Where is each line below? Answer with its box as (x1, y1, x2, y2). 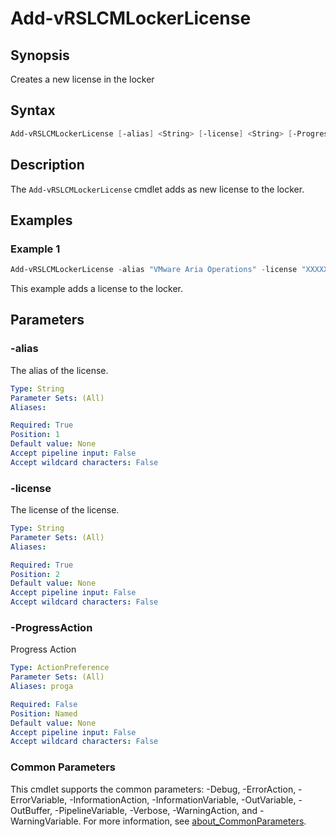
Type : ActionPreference (10, 663, 110, 673)
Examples (10, 212, 73, 229)
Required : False (10, 699, 78, 709)
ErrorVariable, (10, 793, 68, 806)
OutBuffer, (10, 804, 53, 816)
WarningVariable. (10, 815, 82, 827)
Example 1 (10, 242, 61, 256)
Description (10, 157, 85, 174)
